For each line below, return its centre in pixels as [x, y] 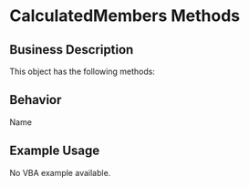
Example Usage [55, 151]
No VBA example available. [60, 172]
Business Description [72, 50]
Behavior [36, 100]
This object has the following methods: [82, 71]
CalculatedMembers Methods [125, 16]
